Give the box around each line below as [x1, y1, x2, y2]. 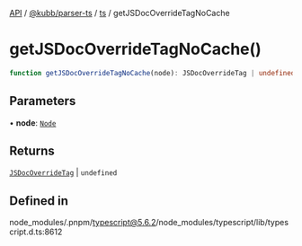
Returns [9, 144, 56, 159]
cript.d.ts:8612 [9, 226, 63, 237]
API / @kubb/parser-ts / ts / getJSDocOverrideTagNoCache [9, 8, 231, 18]
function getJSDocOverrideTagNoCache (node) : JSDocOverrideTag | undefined [9, 68, 296, 77]
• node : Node [9, 117, 57, 128]
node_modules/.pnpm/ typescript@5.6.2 [9, 217, 156, 228]
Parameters [9, 93, 76, 109]
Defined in [9, 193, 69, 208]
